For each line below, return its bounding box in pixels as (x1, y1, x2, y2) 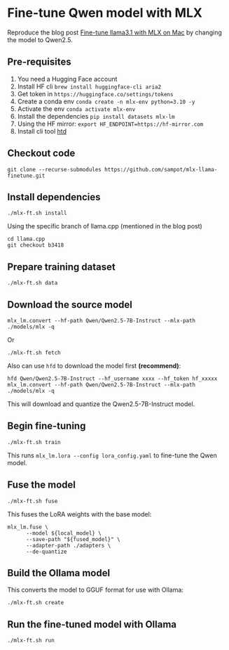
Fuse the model (7, 479, 76, 491)
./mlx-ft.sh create (7, 599, 64, 606)
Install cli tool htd (17, 126, 67, 135)
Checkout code (7, 148, 76, 160)
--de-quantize (25, 548, 68, 555)
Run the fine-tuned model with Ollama (7, 618, 177, 630)
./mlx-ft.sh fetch (7, 349, 61, 356)
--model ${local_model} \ (25, 529, 102, 537)
